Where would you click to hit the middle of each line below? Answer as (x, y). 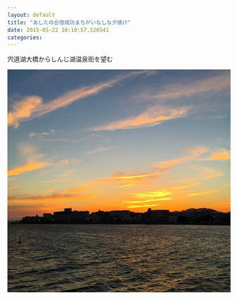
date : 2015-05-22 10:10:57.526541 (58, 30)
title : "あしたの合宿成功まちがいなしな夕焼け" (69, 22)
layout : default (31, 15)
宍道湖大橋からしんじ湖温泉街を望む (60, 59)
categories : (25, 37)
